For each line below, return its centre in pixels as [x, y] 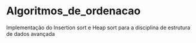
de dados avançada [31, 33]
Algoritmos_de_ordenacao [73, 11]
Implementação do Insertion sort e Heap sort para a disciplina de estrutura [98, 27]
